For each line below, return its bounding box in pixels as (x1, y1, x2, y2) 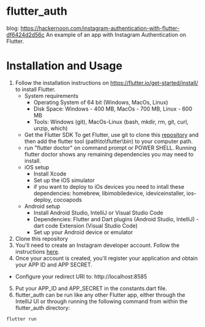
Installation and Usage (6, 59, 122, 73)
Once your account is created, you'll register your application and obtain (15, 254, 198, 262)
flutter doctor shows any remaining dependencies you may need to (24, 150, 194, 158)
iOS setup (24, 163, 50, 171)
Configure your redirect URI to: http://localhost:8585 (15, 273, 147, 280)
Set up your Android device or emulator (33, 228, 133, 236)
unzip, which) (33, 124, 69, 132)
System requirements (24, 92, 78, 99)
